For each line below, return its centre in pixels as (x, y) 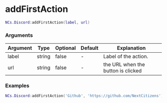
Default (89, 48)
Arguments (19, 35)
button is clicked (123, 71)
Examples (17, 86)
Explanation (131, 48)
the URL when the (124, 65)
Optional (66, 48)
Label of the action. (125, 57)
